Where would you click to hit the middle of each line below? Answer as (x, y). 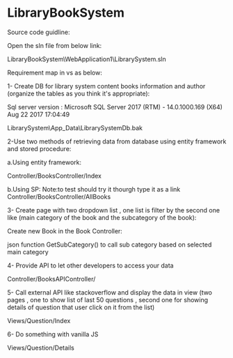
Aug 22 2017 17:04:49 (39, 114)
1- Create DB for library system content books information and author (106, 86)
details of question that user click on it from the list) (81, 307)
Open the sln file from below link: (55, 45)
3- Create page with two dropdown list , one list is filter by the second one (114, 210)
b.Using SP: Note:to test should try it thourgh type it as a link (94, 189)
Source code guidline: (39, 32)
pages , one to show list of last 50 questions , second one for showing (108, 299)
